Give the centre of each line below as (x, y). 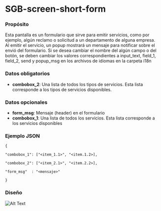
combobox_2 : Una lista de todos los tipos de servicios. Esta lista (78, 84)
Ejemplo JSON (23, 136)
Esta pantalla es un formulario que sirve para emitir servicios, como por (77, 35)
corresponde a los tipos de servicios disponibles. (62, 90)
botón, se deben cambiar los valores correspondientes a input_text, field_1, (80, 56)
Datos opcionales (26, 102)
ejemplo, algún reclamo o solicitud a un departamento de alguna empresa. (80, 40)
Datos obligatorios (27, 73)
